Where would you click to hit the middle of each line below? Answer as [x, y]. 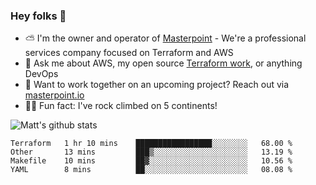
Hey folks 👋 [38, 16]
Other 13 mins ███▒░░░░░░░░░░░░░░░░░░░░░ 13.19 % [151, 152]
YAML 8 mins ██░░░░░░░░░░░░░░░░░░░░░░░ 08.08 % [151, 170]
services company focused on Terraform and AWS [129, 53]
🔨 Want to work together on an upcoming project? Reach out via [157, 85]
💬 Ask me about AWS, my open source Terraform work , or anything [163, 63]
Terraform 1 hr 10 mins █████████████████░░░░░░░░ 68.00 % [151, 144]
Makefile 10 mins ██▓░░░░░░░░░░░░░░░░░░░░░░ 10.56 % [151, 161]
